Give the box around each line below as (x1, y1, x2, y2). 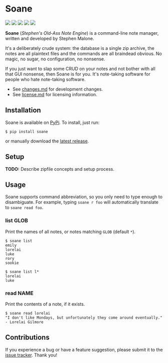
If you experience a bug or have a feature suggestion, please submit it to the (5, 346, 163, 352)
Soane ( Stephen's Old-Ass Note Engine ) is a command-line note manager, (5, 30, 159, 36)
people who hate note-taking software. (5, 76, 86, 82)
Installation (5, 106, 41, 115)
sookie (5, 260, 19, 265)
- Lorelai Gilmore (5, 319, 44, 325)
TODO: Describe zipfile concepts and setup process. (5, 166, 114, 172)
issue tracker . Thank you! (5, 352, 58, 358)
